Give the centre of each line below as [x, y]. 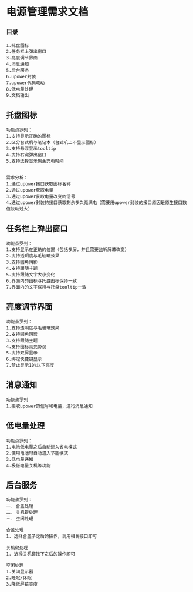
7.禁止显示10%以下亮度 [30, 365]
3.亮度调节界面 [22, 58]
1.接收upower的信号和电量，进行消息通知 [49, 406]
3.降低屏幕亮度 [22, 584]
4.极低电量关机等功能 [28, 466]
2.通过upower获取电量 [30, 190]
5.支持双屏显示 [22, 353]
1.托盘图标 [18, 46]
